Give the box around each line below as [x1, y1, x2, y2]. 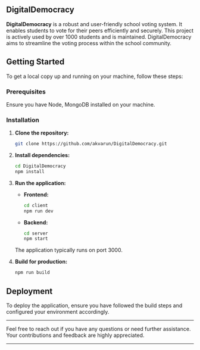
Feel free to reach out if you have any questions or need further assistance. [6, 326, 191, 333]
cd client [23, 202, 49, 208]
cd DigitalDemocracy [14, 163, 66, 169]
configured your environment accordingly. [6, 308, 110, 315]
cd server [23, 230, 49, 236]
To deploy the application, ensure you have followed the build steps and [6, 302, 183, 309]
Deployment [6, 286, 53, 296]
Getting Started [6, 57, 65, 67]
